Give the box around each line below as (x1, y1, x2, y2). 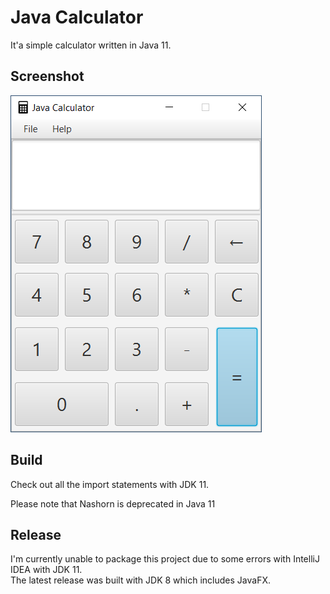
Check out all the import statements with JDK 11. (10, 478, 210, 490)
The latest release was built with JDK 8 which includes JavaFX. (10, 574, 271, 586)
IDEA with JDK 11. (10, 564, 83, 576)
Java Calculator (10, 6, 144, 29)
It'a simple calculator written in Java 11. (10, 39, 172, 51)
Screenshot (10, 68, 85, 85)
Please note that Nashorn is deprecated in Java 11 (10, 497, 216, 510)
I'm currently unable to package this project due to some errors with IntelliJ (10, 553, 320, 565)
